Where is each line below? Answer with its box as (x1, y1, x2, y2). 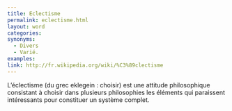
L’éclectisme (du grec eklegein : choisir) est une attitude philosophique (7, 80, 210, 89)
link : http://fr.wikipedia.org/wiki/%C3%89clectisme (7, 62, 164, 69)
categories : (7, 29, 42, 37)
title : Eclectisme (7, 10, 61, 17)
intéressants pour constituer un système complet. (7, 95, 150, 104)
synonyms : (7, 36, 36, 43)
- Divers (13, 42, 39, 49)
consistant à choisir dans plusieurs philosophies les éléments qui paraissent (7, 88, 225, 96)
